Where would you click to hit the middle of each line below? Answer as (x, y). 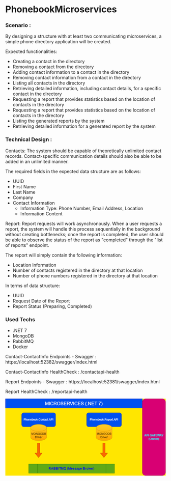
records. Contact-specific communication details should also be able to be (83, 156)
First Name (24, 186)
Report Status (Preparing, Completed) (52, 306)
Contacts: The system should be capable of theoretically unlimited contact (83, 151)
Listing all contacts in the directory (49, 83)
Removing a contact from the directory (53, 67)
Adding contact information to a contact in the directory (71, 72)
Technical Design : (29, 139)
